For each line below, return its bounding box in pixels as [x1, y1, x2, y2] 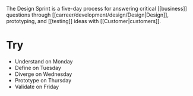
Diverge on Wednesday [14, 71, 72, 78]
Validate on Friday [14, 83, 59, 90]
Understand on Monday [14, 57, 73, 65]
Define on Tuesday [14, 64, 61, 71]
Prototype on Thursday [14, 76, 72, 84]
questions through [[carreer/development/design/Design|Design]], [6, 11, 169, 18]
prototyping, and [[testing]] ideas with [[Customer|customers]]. [6, 18, 162, 24]
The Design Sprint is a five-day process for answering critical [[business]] [6, 5, 187, 12]
